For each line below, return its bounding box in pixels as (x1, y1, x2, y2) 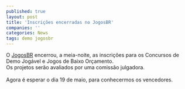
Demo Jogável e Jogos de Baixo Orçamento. (6, 58, 114, 65)
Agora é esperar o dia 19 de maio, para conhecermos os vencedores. (6, 76, 173, 83)
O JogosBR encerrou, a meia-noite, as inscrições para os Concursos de (6, 52, 180, 58)
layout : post (6, 14, 38, 20)
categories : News (6, 30, 49, 36)
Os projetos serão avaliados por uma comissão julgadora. (6, 64, 145, 70)
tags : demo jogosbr (6, 35, 54, 41)
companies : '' (6, 24, 41, 31)
